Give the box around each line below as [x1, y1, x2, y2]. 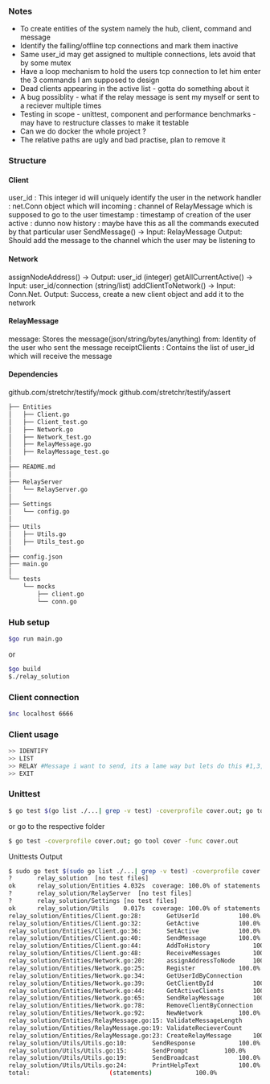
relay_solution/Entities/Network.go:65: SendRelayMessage [8, 994, 225, 1003]
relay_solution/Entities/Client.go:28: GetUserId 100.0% [8, 912, 261, 920]
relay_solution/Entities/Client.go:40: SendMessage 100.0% [8, 934, 261, 942]
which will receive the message [8, 351, 112, 361]
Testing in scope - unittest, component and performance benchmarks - [19, 109, 256, 119]
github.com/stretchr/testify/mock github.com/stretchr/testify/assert [8, 388, 231, 398]
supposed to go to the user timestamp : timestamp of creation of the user [8, 210, 252, 220]
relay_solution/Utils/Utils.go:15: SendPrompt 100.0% [8, 1046, 247, 1055]
